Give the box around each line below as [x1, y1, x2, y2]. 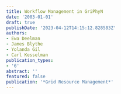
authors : [6, 30, 27, 36]
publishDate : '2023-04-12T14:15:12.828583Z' [6, 25, 116, 31]
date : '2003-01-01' [6, 14, 54, 20]
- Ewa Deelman [6, 36, 41, 41]
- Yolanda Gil [6, 47, 41, 53]
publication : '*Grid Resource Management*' [6, 79, 114, 85]
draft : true [6, 19, 35, 25]
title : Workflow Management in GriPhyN [6, 8, 103, 15]
